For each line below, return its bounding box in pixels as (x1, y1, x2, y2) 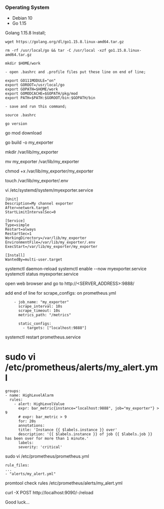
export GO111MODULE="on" (5, 78, 56, 83)
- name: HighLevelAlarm (5, 393, 54, 398)
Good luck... (5, 499, 30, 505)
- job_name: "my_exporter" (14, 300, 69, 305)
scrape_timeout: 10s (18, 308, 60, 313)
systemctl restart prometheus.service (5, 334, 81, 340)
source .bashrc (5, 113, 36, 118)
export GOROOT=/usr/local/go (5, 83, 65, 88)
